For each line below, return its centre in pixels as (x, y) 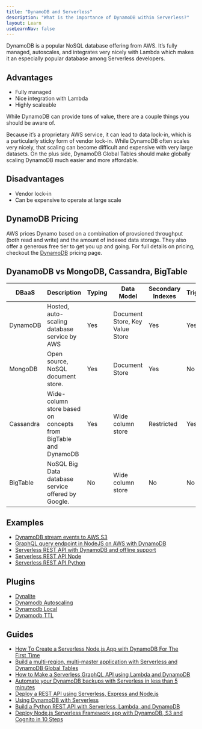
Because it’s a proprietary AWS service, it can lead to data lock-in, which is (99, 135)
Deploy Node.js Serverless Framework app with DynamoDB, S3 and (99, 713)
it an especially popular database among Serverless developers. (86, 58)
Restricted (163, 424)
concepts (60, 424)
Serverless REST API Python (50, 563)
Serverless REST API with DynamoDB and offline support (85, 550)
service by (62, 336)
